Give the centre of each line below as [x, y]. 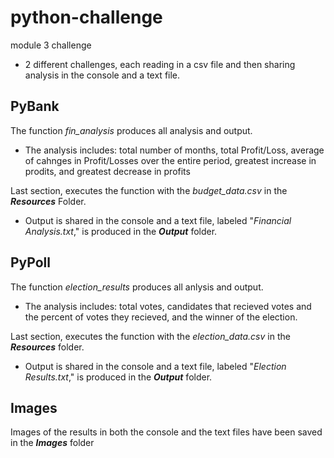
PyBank [35, 106]
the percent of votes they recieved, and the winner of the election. [161, 317]
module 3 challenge [51, 45]
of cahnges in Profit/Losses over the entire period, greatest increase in [170, 160]
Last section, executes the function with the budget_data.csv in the [149, 190]
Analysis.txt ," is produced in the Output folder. [121, 231]
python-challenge [86, 17]
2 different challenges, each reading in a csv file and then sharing [160, 64]
